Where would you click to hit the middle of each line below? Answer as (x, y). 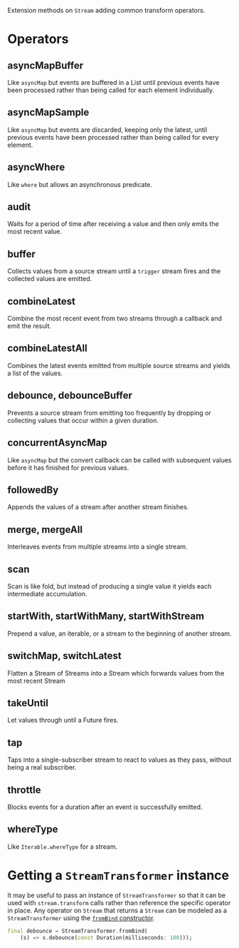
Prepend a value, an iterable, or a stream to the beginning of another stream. (119, 633)
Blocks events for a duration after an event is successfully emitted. (105, 807)
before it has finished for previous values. (68, 467)
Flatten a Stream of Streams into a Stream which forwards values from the (116, 673)
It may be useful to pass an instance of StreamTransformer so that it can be (117, 895)
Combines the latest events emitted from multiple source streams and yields (119, 365)
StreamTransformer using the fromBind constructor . (81, 918)
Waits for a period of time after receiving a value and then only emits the (113, 224)
